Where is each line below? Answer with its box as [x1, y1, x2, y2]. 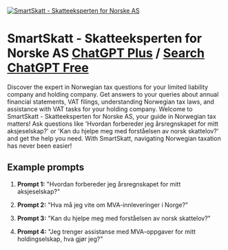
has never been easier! [7, 142, 72, 150]
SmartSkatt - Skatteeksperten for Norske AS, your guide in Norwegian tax [7, 112, 217, 120]
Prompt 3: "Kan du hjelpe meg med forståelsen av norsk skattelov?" [17, 214, 211, 222]
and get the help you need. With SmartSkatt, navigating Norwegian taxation [7, 134, 222, 142]
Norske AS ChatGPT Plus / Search [7, 46, 205, 61]
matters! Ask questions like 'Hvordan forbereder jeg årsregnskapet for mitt [7, 119, 219, 128]
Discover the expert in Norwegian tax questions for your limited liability [7, 83, 209, 91]
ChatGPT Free [7, 60, 90, 76]
